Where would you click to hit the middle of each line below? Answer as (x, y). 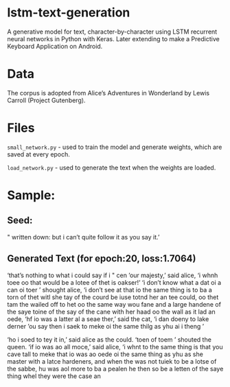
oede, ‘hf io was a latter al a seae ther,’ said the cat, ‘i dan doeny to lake (108, 319)
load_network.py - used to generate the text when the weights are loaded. (112, 167)
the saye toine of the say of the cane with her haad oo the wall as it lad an (111, 312)
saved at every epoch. (39, 154)
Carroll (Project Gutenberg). (46, 100)
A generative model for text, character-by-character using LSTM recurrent (112, 32)
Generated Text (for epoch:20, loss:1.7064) (102, 259)
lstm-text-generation (69, 13)
